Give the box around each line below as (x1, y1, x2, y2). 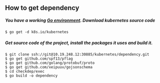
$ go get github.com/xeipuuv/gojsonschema (5, 65, 93, 70)
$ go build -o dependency (5, 73, 58, 78)
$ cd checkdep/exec (5, 69, 45, 74)
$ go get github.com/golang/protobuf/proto (5, 61, 95, 66)
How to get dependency (5, 4, 80, 12)
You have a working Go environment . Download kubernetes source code (5, 17, 155, 23)
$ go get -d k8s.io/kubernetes (5, 30, 69, 34)
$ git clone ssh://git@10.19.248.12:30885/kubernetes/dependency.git (5, 52, 150, 57)
